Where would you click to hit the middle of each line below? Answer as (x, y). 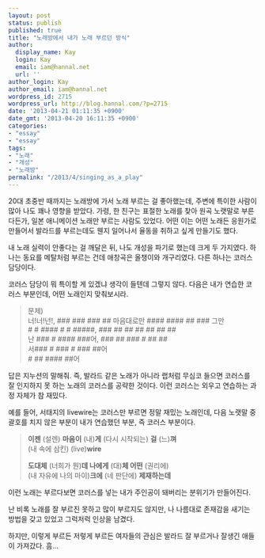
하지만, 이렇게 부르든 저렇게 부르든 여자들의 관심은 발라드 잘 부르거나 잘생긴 (124, 536)
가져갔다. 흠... (38, 545)
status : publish (35, 23)
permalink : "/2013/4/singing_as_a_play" (76, 178)
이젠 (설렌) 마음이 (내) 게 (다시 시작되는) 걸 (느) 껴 (102, 438)
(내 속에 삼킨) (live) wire (64, 449)
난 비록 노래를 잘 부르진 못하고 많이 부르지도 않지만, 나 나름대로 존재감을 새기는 (129, 509)
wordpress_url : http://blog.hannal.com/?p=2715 (88, 104)
